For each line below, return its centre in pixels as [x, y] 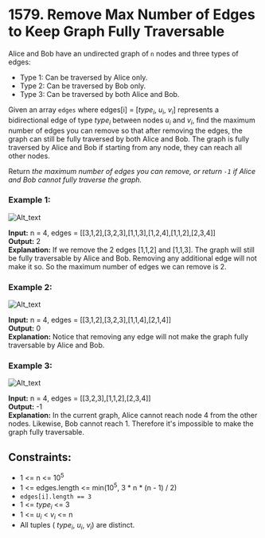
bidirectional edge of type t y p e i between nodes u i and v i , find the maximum [132, 121]
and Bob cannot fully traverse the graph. [75, 180]
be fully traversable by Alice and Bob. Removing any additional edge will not [132, 258]
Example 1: [29, 200]
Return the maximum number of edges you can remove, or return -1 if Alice [132, 171]
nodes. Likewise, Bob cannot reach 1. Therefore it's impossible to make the [131, 424]
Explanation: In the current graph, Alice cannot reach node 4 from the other [133, 416]
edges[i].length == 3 [55, 497]
